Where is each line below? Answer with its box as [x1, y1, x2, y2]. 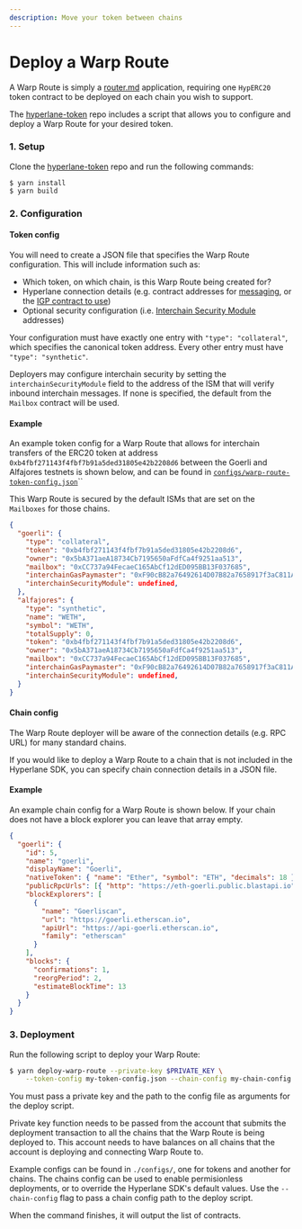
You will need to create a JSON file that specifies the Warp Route [9, 249, 250, 260]
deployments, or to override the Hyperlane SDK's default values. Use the [9, 1183, 280, 1194]
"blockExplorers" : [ [25, 890, 102, 900]
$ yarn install [9, 178, 67, 187]
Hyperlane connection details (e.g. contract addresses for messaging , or [22, 285, 292, 297]
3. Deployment [9, 1028, 75, 1041]
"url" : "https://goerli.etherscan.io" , [41, 915, 191, 924]
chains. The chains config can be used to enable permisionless [9, 1173, 244, 1184]
